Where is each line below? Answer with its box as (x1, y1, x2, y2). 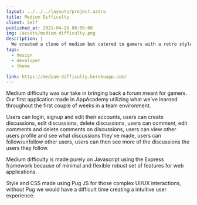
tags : (6, 47, 19, 53)
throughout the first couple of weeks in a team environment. (6, 102, 151, 109)
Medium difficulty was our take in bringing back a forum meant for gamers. (6, 90, 188, 97)
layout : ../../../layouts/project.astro (6, 8, 107, 15)
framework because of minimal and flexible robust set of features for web (6, 162, 184, 169)
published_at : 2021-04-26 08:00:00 (6, 25, 93, 31)
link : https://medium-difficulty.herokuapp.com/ (6, 74, 127, 80)
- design (11, 52, 33, 58)
